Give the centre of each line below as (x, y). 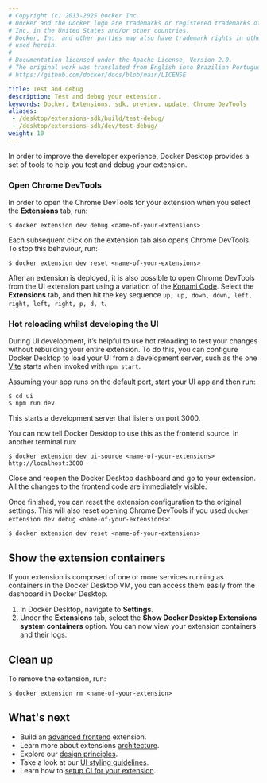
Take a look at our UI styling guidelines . (84, 762)
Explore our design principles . (69, 754)
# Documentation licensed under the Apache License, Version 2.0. (120, 60)
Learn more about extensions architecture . (89, 745)
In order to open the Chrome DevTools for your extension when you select (130, 203)
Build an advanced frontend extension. (83, 737)
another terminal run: (43, 442)
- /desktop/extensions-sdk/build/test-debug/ (88, 119)
